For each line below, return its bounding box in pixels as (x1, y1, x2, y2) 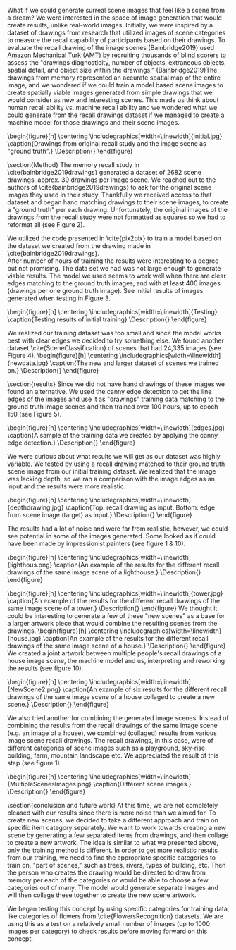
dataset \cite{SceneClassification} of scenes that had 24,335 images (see (7, 344, 222, 352)
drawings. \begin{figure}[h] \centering (7, 627, 118, 635)
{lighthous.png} (7, 560, 53, 569)
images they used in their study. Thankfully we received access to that (7, 190, 213, 199)
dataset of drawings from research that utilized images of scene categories (7, 28, 226, 37)
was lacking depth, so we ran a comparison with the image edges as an (7, 475, 216, 483)
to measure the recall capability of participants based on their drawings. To (7, 36, 225, 44)
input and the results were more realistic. (7, 482, 126, 491)
